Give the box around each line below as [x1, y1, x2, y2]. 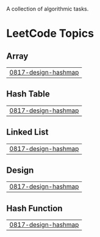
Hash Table [6, 89, 50, 100]
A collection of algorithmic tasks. [6, 5, 89, 12]
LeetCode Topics [6, 27, 95, 40]
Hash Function [6, 203, 63, 213]
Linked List [6, 127, 49, 137]
